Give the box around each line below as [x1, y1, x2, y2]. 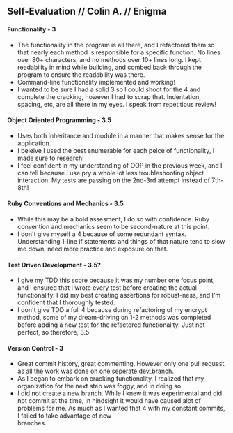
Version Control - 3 [7, 344, 64, 352]
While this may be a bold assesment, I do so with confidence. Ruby [17, 215, 210, 223]
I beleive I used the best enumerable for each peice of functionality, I [17, 146, 215, 154]
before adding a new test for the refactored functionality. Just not [17, 321, 205, 329]
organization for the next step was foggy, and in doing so [17, 382, 182, 390]
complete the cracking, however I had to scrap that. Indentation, [17, 92, 202, 101]
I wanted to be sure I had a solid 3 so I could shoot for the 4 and [17, 85, 201, 94]
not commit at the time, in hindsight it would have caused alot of [17, 397, 202, 405]
